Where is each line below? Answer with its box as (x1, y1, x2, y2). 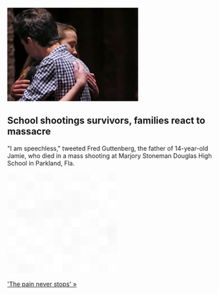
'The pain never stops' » (7, 280, 77, 288)
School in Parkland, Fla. (7, 159, 75, 167)
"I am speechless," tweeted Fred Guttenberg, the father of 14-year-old (7, 144, 209, 152)
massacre (7, 126, 51, 138)
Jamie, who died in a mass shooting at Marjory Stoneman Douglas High (7, 151, 212, 160)
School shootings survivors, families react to (7, 115, 206, 127)
